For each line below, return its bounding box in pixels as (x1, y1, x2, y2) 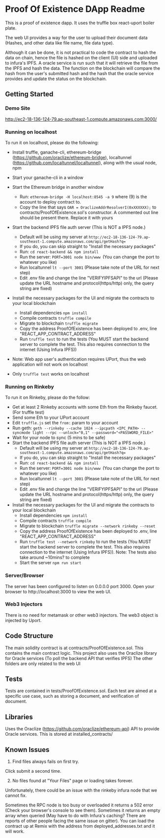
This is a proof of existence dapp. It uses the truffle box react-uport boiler (5, 20, 155, 26)
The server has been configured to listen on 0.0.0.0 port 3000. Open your (5, 583, 155, 589)
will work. (5, 829, 25, 835)
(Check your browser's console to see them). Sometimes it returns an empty (5, 807, 161, 813)
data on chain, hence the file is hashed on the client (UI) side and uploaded (5, 54, 158, 60)
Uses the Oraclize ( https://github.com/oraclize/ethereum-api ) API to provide (5, 726, 160, 732)
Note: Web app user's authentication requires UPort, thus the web (12, 356, 146, 362)
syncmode (12, 430, 31, 435)
